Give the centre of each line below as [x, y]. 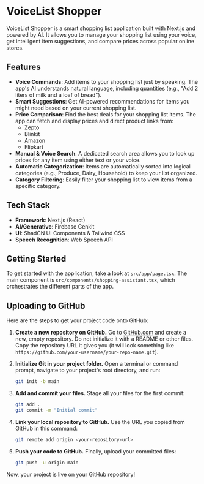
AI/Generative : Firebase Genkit [55, 226]
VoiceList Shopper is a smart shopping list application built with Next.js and [101, 28]
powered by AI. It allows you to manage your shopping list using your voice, [101, 34]
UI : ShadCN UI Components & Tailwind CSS [70, 233]
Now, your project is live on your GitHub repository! [71, 474]
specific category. [38, 186]
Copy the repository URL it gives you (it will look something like [94, 346]
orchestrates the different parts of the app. [60, 287]
